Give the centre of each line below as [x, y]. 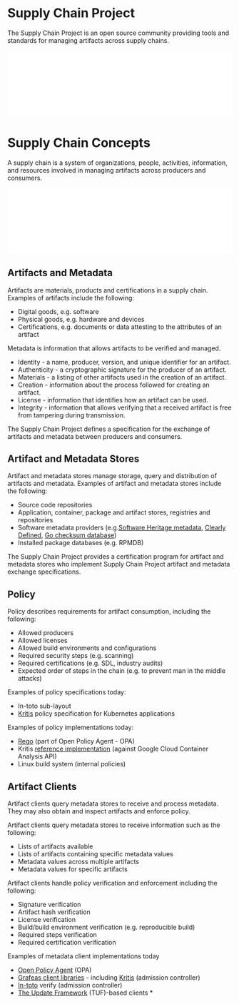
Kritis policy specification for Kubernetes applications [96, 714]
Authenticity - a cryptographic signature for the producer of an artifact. [122, 370]
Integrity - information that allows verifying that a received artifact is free [124, 407]
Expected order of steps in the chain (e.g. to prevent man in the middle [122, 671]
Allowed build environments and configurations [87, 648]
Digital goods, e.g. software [58, 311]
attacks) [30, 679]
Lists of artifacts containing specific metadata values [95, 853]
